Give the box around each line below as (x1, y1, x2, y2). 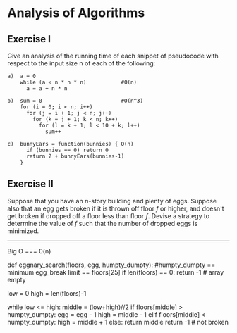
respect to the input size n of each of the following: (7, 59, 156, 68)
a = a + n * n (25, 85, 68, 92)
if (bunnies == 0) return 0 (25, 146, 109, 153)
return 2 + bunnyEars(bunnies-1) (25, 153, 125, 160)
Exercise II (7, 178, 54, 190)
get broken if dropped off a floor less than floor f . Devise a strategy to (7, 211, 210, 220)
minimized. (7, 227, 39, 235)
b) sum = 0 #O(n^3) (7, 97, 143, 104)
